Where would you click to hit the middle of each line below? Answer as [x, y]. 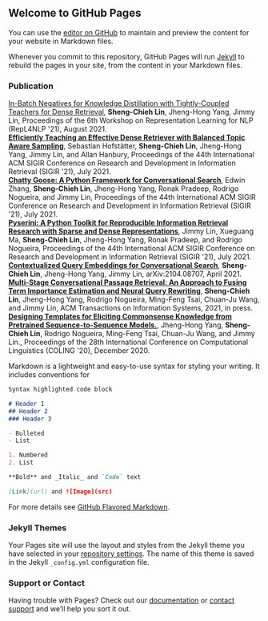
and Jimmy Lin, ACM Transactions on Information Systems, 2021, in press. [131, 308]
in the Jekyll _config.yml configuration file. [79, 562]
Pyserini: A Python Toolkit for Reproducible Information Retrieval [118, 223]
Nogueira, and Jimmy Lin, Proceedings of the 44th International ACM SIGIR [132, 197]
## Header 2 [28, 411]
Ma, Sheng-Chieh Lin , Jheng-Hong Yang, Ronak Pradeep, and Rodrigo [125, 240]
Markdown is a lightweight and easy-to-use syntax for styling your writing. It [134, 366]
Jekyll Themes [38, 527]
